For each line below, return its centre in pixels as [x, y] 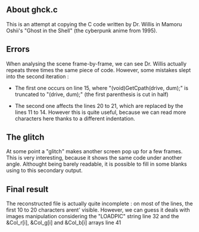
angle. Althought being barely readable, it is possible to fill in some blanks [97, 164]
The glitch [25, 137]
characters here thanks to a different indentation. [75, 118]
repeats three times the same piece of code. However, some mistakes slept [99, 70]
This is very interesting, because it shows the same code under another [94, 158]
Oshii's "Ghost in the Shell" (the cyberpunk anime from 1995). [82, 30]
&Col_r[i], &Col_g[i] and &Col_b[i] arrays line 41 [63, 222]
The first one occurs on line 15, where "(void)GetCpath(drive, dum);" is [102, 88]
